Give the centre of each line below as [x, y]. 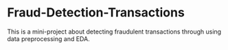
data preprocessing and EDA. [49, 38]
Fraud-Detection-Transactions [96, 13]
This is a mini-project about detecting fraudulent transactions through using [114, 32]
